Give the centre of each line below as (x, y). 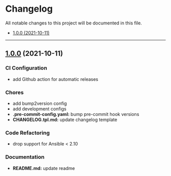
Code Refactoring (27, 133)
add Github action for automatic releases (55, 79)
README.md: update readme (44, 168)
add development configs (39, 109)
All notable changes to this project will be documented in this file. (74, 23)
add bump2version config (40, 103)
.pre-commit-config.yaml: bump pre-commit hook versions (76, 114)
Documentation (25, 157)
